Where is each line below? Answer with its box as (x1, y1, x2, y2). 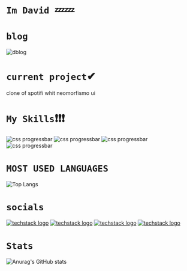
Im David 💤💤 (6, 3, 75, 17)
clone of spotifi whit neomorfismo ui (6, 90, 96, 97)
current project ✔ (6, 70, 96, 84)
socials (6, 202, 44, 213)
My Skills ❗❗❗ (6, 112, 65, 126)
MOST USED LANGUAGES (6, 163, 109, 174)
